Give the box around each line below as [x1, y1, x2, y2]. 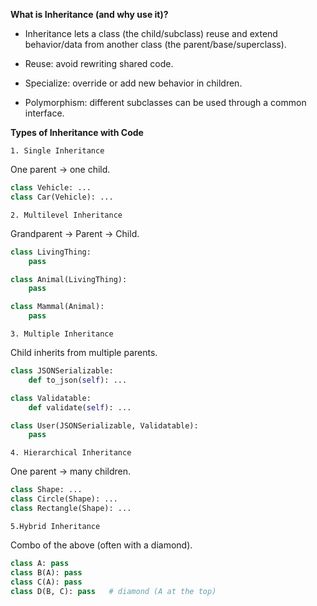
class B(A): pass [10, 567, 83, 578]
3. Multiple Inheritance [10, 329, 114, 339]
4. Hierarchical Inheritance [10, 448, 132, 458]
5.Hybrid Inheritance [10, 521, 101, 531]
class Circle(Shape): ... [10, 494, 118, 504]
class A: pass [10, 558, 70, 568]
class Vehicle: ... [10, 183, 92, 193]
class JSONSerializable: [10, 366, 114, 376]
